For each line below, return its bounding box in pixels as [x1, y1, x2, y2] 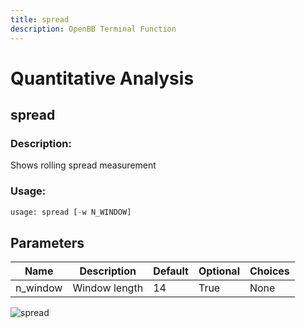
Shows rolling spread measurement [10, 159, 157, 171]
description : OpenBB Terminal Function [10, 24, 177, 34]
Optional [198, 264, 240, 278]
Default [153, 264, 189, 278]
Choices [249, 264, 290, 278]
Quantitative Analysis [10, 67, 195, 90]
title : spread [10, 14, 70, 25]
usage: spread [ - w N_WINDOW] [10, 207, 132, 217]
